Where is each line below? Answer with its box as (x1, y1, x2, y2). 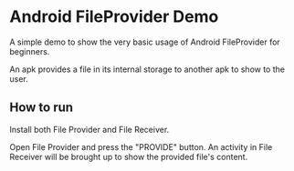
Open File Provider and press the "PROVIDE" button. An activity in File (9, 141, 273, 152)
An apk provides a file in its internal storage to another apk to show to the (9, 64, 286, 75)
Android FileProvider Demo (9, 6, 219, 27)
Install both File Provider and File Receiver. (9, 124, 170, 135)
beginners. (9, 45, 50, 56)
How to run (9, 100, 74, 116)
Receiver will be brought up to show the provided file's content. (9, 151, 248, 162)
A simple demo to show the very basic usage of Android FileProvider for (9, 36, 280, 47)
